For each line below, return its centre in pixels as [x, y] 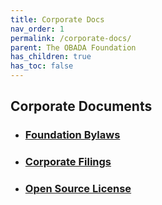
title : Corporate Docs [57, 19]
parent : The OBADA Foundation [73, 47]
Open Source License [78, 189]
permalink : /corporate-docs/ [71, 38]
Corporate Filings [68, 162]
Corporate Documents [81, 106]
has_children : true [51, 57]
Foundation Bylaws [72, 135]
